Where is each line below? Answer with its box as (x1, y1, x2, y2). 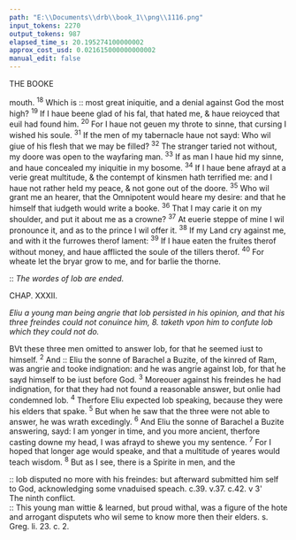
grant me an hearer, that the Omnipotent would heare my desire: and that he (9, 192, 286, 203)
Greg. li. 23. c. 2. (9, 521, 70, 532)
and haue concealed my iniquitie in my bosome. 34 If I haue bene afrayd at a (9, 160, 287, 173)
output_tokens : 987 (9, 29, 81, 38)
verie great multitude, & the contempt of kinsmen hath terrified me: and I (9, 172, 272, 182)
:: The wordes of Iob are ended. (9, 273, 125, 283)
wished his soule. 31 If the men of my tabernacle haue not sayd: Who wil (9, 127, 271, 140)
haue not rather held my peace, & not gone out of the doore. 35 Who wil (9, 181, 269, 193)
